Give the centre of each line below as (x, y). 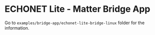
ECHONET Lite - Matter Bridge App (77, 9)
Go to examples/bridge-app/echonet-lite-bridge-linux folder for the (75, 23)
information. (17, 28)
